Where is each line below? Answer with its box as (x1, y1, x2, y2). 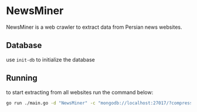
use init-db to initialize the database (6, 56, 95, 63)
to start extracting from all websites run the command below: (6, 89, 154, 96)
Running (6, 73, 38, 83)
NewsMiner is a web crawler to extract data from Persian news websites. (6, 23, 183, 30)
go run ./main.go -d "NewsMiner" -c (6, 100, 96, 106)
